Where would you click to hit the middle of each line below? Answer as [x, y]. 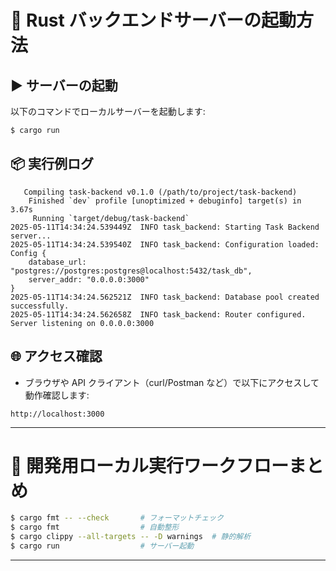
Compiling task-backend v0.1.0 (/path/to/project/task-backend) [160, 192]
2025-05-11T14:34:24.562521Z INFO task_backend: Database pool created [165, 297]
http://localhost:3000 [57, 414]
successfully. [40, 306]
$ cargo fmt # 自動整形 [95, 527]
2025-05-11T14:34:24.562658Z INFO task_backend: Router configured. [158, 314]
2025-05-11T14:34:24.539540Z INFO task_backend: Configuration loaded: [165, 244]
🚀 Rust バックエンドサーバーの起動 [153, 20]
